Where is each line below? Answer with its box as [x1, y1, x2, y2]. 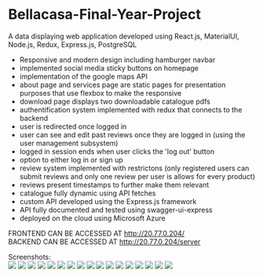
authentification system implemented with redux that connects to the [19, 104, 243, 115]
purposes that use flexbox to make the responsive [19, 88, 182, 97]
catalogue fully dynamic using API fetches [19, 188, 156, 198]
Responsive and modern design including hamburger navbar [19, 55, 216, 64]
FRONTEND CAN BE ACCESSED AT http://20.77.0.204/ [8, 228, 185, 238]
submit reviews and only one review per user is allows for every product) [19, 171, 256, 181]
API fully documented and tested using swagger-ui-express [19, 205, 214, 214]
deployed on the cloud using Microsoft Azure [19, 213, 166, 223]
